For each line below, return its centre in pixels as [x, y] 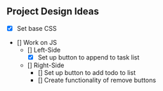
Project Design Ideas [53, 12]
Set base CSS [37, 28]
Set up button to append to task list [89, 57]
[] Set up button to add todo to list [87, 72]
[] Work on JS [37, 42]
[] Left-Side [44, 50]
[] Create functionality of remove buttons [97, 80]
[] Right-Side [46, 65]
